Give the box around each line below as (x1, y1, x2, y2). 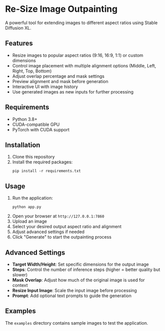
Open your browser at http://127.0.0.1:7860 (12, 213, 104, 219)
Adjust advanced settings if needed (12, 229, 85, 235)
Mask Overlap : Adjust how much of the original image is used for (12, 277, 145, 283)
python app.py (12, 205, 41, 210)
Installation (5, 141, 40, 149)
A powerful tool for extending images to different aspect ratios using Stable (5, 20, 158, 26)
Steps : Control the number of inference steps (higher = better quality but (12, 267, 161, 272)
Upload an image (12, 218, 47, 224)
